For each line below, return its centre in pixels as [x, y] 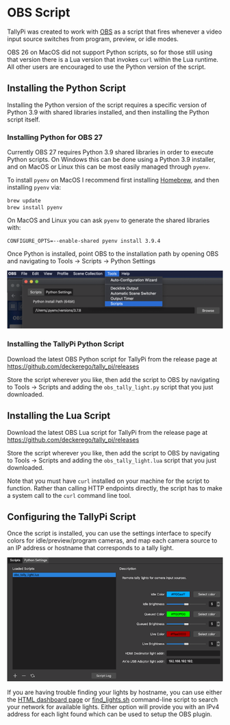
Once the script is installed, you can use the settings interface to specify [109, 534]
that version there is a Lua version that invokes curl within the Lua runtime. [113, 59]
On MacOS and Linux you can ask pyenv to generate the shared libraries [108, 220]
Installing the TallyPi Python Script [66, 344]
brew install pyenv [35, 208]
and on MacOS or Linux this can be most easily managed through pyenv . [109, 167]
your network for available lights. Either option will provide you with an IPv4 [113, 706]
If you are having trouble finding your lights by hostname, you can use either [115, 692]
